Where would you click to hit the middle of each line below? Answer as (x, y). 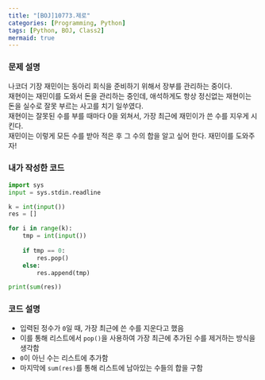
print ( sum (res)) (35, 287)
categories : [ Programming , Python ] (67, 23)
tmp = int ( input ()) (55, 236)
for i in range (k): (40, 229)
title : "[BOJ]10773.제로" (50, 16)
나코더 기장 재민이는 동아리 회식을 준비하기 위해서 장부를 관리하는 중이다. (120, 86)
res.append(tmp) (63, 273)
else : (32, 266)
